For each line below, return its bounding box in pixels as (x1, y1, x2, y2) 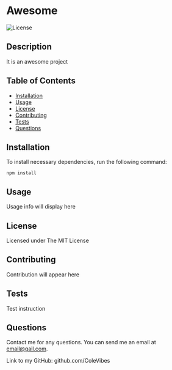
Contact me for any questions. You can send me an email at (6, 339, 157, 346)
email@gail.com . (6, 345, 48, 352)
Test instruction (6, 305, 46, 312)
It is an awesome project (6, 57, 68, 65)
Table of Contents (6, 76, 76, 86)
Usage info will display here (6, 203, 76, 210)
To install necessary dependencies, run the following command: (6, 158, 167, 166)
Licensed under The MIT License (6, 237, 90, 244)
